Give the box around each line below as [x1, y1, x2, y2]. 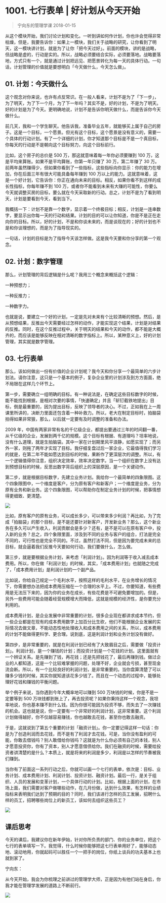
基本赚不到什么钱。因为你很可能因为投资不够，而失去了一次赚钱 [31, 702, 161, 708]
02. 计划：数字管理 [5, 257, 63, 266]
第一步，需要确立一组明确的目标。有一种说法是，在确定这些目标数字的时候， [5, 391, 161, 397]
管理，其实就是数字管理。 [5, 338, 57, 344]
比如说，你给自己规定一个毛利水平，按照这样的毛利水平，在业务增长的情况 [5, 577, 157, 583]
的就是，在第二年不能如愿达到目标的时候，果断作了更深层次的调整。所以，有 [5, 451, 161, 457]
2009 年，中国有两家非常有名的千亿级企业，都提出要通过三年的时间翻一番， [5, 426, 160, 432]
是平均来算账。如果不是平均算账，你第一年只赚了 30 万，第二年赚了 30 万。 [5, 158, 160, 164]
